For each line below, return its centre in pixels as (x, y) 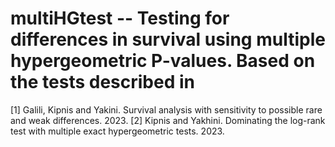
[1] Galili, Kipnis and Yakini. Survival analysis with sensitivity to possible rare (166, 109)
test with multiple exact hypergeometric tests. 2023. (117, 131)
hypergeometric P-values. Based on (163, 61)
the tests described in (102, 82)
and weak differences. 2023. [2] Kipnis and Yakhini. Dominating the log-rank (168, 120)
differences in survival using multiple (168, 39)
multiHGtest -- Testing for (120, 18)
